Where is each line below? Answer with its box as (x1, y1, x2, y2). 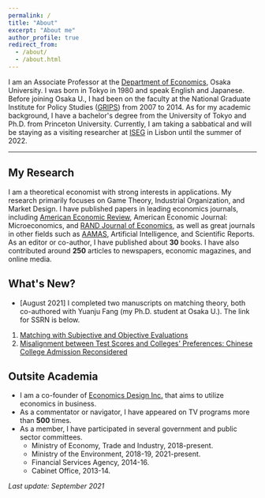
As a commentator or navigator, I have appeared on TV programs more (19, 407, 250, 417)
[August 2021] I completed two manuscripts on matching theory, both (19, 298, 246, 308)
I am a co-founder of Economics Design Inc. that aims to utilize (19, 391, 225, 400)
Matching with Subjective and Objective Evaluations (19, 330, 188, 339)
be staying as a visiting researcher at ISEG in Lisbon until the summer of (8, 127, 242, 137)
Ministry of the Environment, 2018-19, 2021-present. (31, 449, 201, 459)
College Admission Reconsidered (19, 346, 128, 356)
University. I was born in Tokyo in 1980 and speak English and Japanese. (8, 85, 245, 95)
